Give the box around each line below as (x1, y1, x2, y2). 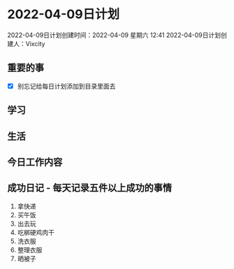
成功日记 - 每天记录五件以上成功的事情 (7, 182, 173, 194)
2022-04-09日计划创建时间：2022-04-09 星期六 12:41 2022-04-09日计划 (7, 31, 221, 39)
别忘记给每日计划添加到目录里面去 (17, 82, 116, 90)
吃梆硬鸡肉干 (17, 228, 54, 236)
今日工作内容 (7, 156, 63, 168)
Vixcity (25, 39, 45, 48)
